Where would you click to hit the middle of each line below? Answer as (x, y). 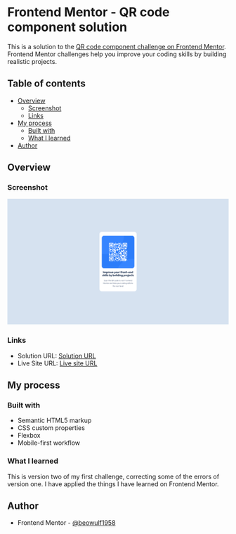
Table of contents (46, 84)
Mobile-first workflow (49, 443)
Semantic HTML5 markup (54, 421)
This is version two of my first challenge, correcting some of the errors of (113, 476)
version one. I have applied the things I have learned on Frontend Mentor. (113, 484)
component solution (67, 27)
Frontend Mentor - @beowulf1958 (66, 523)
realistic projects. (32, 61)
